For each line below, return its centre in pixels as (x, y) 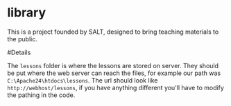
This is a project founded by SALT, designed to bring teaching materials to (113, 32)
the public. (23, 39)
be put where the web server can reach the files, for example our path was (114, 73)
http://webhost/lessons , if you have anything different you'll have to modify (115, 87)
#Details (19, 52)
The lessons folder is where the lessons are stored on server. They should (113, 65)
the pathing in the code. (41, 95)
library (27, 13)
